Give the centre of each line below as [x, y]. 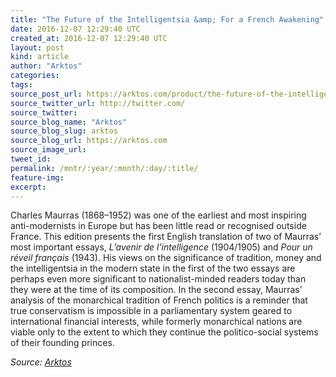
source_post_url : [46, 94]
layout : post [37, 47]
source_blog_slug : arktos [64, 131]
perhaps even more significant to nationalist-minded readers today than [158, 279]
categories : [35, 76]
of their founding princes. [62, 343]
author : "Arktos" [46, 66]
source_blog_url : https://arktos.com [89, 141]
